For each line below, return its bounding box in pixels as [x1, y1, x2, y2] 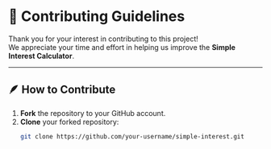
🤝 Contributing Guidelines [8, 7, 186, 26]
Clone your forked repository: [19, 117, 119, 126]
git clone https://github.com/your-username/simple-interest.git [19, 132, 244, 140]
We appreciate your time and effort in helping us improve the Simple [8, 42, 236, 52]
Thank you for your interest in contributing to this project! [8, 34, 199, 43]
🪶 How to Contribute [8, 83, 116, 97]
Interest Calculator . [8, 51, 75, 60]
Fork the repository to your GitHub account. [19, 108, 166, 118]
